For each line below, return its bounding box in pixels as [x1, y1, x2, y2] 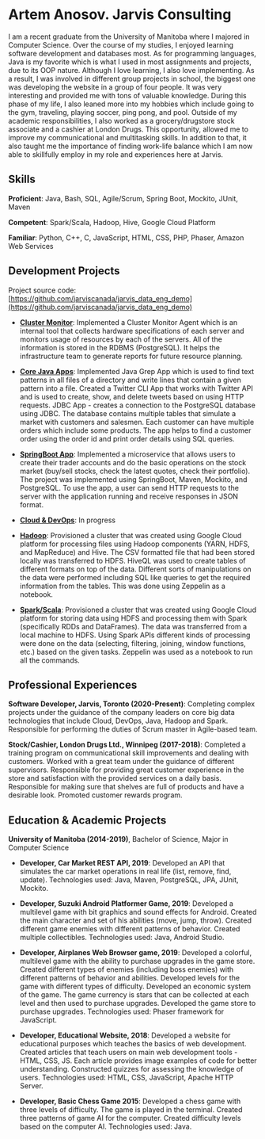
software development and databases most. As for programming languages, [8, 48, 257, 58]
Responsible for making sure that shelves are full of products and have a [8, 782, 244, 792]
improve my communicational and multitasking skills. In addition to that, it [8, 132, 247, 142]
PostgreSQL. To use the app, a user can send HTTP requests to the [19, 483, 240, 492]
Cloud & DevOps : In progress [19, 515, 116, 525]
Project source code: [8, 285, 77, 295]
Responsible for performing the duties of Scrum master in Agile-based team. [8, 724, 258, 734]
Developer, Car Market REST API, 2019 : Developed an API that [19, 858, 225, 868]
